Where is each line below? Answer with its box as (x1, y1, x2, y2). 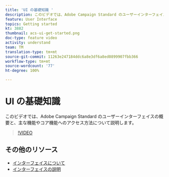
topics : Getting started (5, 21, 57, 27)
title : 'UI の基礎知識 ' (5, 7, 54, 13)
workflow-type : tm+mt (5, 59, 51, 64)
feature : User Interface (5, 17, 57, 22)
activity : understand (5, 40, 51, 45)
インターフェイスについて (12, 159, 65, 166)
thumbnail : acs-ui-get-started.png (5, 31, 80, 36)
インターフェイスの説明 (12, 166, 61, 172)
